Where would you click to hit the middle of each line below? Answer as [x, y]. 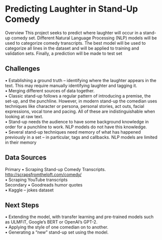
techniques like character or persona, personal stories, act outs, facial [74, 106]
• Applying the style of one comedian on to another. [57, 227]
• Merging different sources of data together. [50, 90]
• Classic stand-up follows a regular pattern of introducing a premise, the [78, 96]
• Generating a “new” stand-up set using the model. [57, 232]
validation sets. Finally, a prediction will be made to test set [64, 53]
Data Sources [26, 158]
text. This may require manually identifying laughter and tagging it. [71, 86]
